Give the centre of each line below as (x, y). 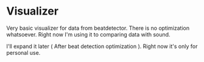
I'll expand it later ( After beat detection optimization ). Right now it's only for (102, 46)
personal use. (23, 52)
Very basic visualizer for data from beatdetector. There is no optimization (98, 28)
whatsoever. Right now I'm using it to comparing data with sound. (88, 34)
